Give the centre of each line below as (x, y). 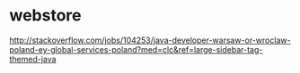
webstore (45, 16)
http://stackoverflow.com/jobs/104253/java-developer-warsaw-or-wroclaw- (150, 40)
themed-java (33, 59)
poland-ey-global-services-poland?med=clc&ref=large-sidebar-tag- (136, 49)
